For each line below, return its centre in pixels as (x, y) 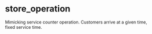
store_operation (38, 9)
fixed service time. (24, 27)
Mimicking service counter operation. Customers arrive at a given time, (76, 22)
